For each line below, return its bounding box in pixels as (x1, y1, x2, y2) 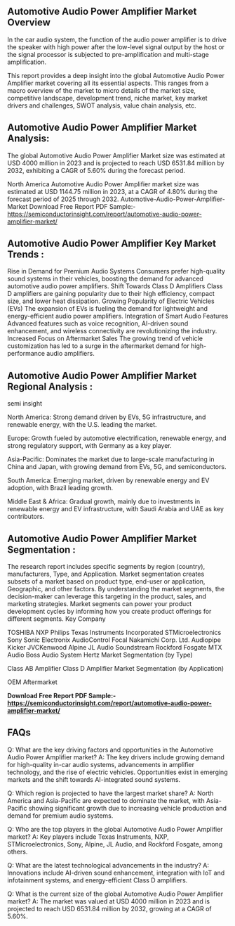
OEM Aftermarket (7, 678, 58, 686)
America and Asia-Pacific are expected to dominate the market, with (7, 796, 205, 804)
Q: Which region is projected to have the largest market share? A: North (7, 789, 214, 797)
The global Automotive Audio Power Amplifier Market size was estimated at (7, 151, 226, 160)
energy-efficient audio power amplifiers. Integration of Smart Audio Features (7, 312, 229, 321)
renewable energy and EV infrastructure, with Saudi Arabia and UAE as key (7, 505, 224, 513)
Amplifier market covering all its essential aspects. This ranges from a (7, 79, 209, 87)
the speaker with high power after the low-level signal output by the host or (7, 42, 225, 51)
